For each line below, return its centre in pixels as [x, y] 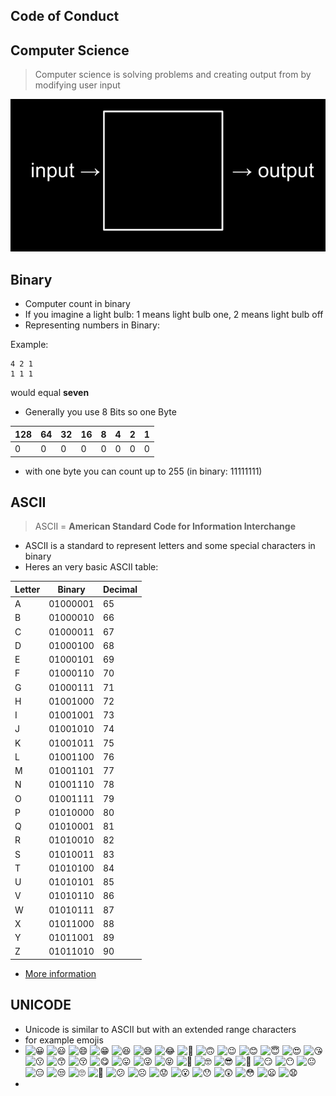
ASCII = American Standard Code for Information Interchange [165, 526]
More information [60, 973]
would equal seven [50, 393]
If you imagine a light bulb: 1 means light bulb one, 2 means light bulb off [174, 315]
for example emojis [64, 1040]
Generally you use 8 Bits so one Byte [100, 412]
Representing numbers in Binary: [92, 325]
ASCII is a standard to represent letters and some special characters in [170, 546]
